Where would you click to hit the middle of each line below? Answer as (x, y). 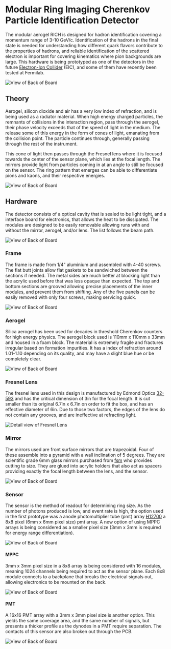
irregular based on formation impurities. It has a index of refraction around (83, 348)
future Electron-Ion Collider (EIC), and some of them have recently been (81, 67)
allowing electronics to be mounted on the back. (56, 582)
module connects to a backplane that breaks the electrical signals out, (79, 577)
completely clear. (23, 359)
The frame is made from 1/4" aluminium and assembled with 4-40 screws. (83, 265)
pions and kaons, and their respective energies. (55, 175)
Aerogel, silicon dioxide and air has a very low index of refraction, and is (81, 111)
